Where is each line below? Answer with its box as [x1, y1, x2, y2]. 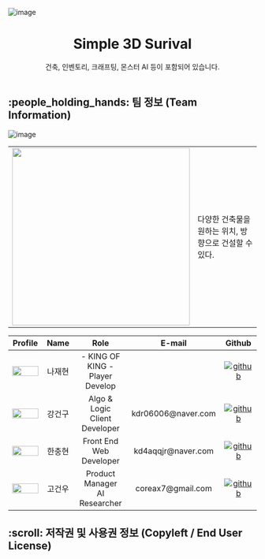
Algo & [88, 393, 113, 404]
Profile [13, 337, 39, 348]
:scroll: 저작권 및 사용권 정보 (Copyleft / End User [8, 527, 243, 540]
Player [88, 371, 113, 382]
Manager [84, 478, 118, 489]
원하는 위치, [197, 225, 239, 237]
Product [85, 468, 116, 479]
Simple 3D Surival [73, 35, 192, 53]
